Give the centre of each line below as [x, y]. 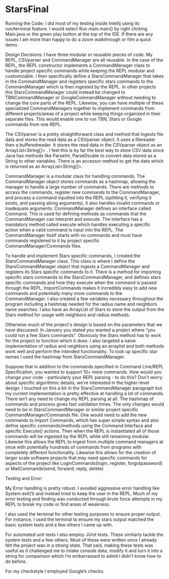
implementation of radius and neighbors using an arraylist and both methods [85, 346]
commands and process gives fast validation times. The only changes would [85, 404]
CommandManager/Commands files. [43, 246]
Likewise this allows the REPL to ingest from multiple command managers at [84, 442]
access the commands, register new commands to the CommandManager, [83, 192]
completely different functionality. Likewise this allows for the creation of [81, 452]
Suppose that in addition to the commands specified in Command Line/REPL [84, 366]
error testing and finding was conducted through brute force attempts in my [84, 499]
